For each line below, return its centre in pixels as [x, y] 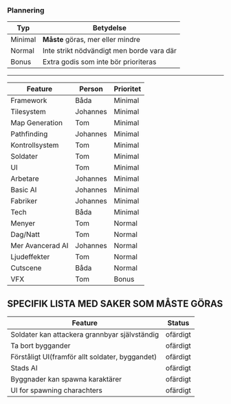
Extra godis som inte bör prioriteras [99, 62]
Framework [29, 100]
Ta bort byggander [41, 346]
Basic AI [24, 190]
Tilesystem [28, 112]
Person [91, 89]
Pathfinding [29, 134]
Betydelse [110, 28]
